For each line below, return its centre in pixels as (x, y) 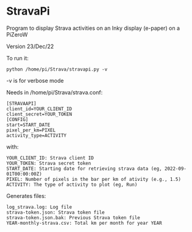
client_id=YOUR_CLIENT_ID (39, 109)
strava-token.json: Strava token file (55, 212)
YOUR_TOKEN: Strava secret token (49, 163)
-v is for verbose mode (35, 80)
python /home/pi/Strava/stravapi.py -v (57, 69)
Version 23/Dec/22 (30, 46)
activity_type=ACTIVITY (37, 135)
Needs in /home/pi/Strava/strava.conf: (55, 92)
